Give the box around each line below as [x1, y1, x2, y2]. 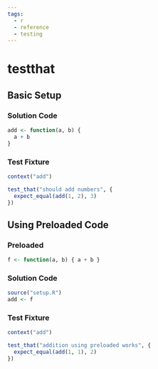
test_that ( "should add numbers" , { [7, 186, 113, 193]
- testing [14, 30, 43, 38]
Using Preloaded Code [7, 219, 109, 231]
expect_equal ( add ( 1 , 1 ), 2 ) [14, 348, 98, 356]
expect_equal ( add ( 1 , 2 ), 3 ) [14, 192, 98, 199]
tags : [7, 10, 23, 18]
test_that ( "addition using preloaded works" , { [7, 342, 152, 349]
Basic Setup [7, 89, 62, 101]
